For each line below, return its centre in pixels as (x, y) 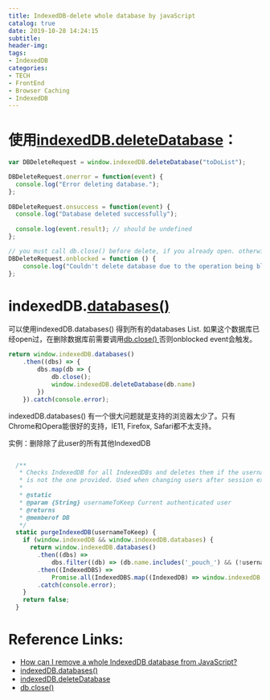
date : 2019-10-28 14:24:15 (53, 31)
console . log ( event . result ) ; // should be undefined (104, 229)
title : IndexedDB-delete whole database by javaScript (102, 16)
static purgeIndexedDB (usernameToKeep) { (86, 533)
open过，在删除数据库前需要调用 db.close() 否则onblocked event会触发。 (136, 340)
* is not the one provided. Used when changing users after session (136, 480)
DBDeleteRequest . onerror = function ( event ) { (86, 177)
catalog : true (32, 23)
